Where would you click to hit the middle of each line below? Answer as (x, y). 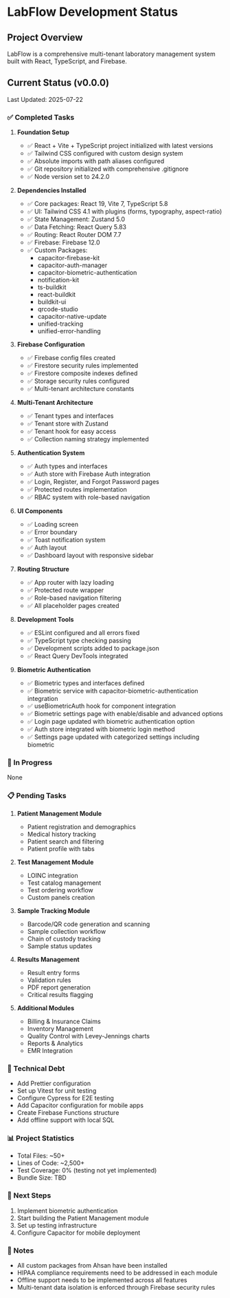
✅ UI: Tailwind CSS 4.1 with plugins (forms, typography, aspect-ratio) (125, 211)
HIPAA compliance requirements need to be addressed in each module (117, 1273)
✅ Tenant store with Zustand (68, 423)
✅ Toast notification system (66, 540)
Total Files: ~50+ (41, 1156)
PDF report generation (59, 987)
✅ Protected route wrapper (66, 590)
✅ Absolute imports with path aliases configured (96, 161)
